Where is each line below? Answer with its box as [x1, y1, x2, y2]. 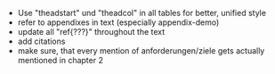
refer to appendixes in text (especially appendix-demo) [17, 17, 220, 28]
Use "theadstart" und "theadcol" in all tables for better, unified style [17, 8, 267, 18]
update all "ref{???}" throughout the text [17, 27, 166, 37]
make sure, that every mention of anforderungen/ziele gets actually [17, 45, 265, 56]
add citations [17, 36, 66, 46]
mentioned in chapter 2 [17, 55, 104, 65]
